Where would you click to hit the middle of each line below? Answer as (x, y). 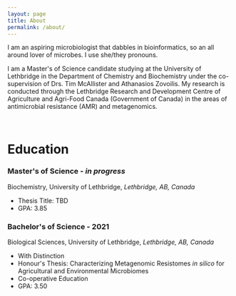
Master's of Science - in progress (67, 171)
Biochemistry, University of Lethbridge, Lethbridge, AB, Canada (101, 186)
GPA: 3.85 (32, 208)
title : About (27, 21)
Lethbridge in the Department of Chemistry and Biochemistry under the (112, 76)
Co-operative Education (53, 279)
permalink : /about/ (36, 27)
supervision (25, 84)
